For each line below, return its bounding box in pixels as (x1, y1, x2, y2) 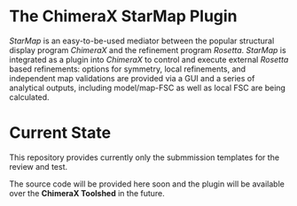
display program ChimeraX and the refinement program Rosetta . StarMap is (9, 44, 286, 55)
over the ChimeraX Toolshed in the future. (9, 187, 166, 198)
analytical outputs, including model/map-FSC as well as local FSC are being (9, 82, 286, 93)
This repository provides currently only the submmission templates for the (9, 152, 280, 163)
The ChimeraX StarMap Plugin (9, 6, 238, 27)
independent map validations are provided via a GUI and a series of (9, 72, 255, 83)
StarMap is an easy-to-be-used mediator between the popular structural (9, 35, 275, 46)
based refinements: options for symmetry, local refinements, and (9, 64, 246, 74)
